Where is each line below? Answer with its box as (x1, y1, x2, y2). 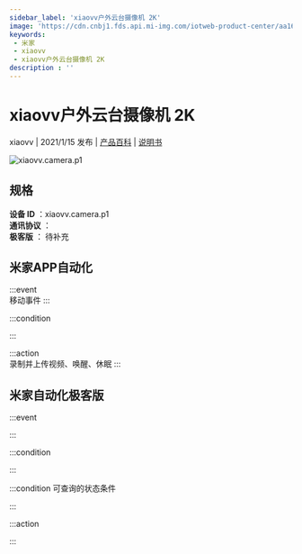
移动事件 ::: (9, 295, 51, 306)
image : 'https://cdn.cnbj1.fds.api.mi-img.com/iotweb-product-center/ (9, 22, 280, 31)
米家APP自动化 (9, 260, 93, 276)
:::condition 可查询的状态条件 (9, 483, 117, 494)
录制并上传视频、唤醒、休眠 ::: (9, 359, 121, 369)
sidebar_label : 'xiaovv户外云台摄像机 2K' (9, 13, 162, 23)
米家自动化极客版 (9, 387, 104, 403)
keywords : (9, 30, 47, 39)
